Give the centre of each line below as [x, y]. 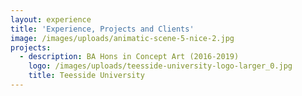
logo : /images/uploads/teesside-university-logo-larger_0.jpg [160, 66]
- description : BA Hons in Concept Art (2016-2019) [129, 57]
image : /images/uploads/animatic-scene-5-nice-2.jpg [122, 38]
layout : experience [51, 19]
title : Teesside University [86, 76]
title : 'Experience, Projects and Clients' [102, 29]
